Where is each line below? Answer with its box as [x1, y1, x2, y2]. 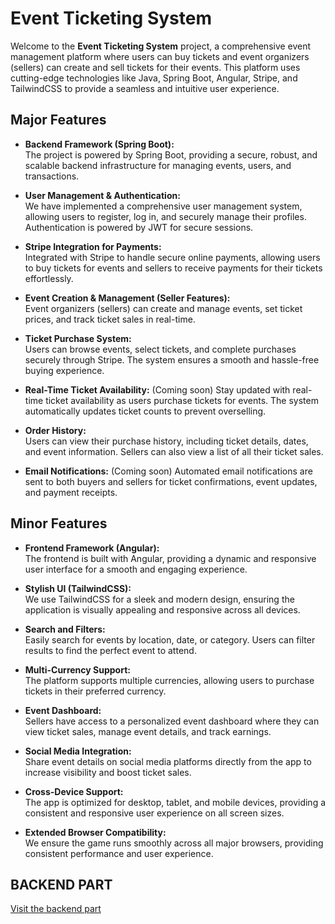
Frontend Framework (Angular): [24, 542, 160, 554]
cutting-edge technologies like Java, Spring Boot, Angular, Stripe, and [10, 72, 298, 84]
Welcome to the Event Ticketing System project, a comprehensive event [10, 40, 312, 52]
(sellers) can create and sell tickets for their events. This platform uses [10, 61, 301, 73]
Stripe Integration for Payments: [24, 240, 162, 252]
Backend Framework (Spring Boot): [24, 138, 175, 150]
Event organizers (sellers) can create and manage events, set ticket [24, 302, 303, 314]
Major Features [10, 112, 107, 129]
